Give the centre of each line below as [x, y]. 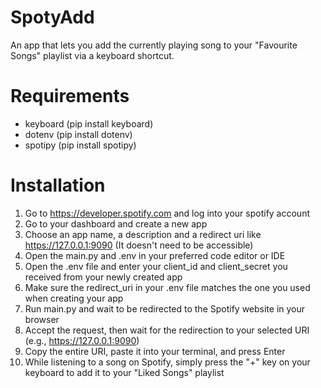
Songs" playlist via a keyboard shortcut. [92, 55]
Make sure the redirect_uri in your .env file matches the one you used [167, 287]
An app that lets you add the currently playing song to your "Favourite [154, 45]
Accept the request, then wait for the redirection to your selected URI [167, 330]
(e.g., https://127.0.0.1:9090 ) [82, 340]
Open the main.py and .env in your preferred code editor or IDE [155, 255]
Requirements [70, 96]
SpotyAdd [52, 17]
